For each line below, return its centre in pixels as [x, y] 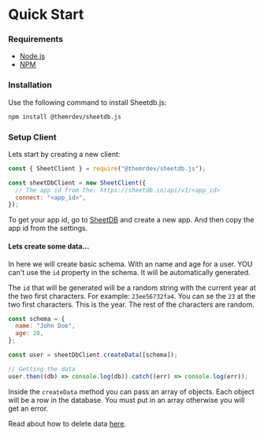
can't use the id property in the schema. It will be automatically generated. [129, 272]
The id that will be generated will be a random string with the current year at [132, 287]
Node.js [32, 56]
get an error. [28, 408]
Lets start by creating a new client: [64, 154]
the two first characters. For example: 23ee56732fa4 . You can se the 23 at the [132, 296]
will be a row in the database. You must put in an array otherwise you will [126, 400]
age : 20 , [30, 334]
